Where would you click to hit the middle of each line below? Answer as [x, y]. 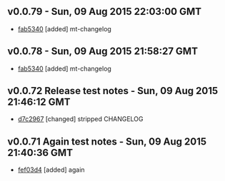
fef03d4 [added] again [51, 170]
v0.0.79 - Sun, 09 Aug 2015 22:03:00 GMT [105, 12]
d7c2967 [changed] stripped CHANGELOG [81, 119]
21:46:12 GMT [39, 102]
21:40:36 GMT [40, 152]
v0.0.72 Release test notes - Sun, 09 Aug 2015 [113, 91]
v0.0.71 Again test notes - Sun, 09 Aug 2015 [107, 141]
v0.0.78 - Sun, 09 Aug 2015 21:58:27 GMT [103, 52]
